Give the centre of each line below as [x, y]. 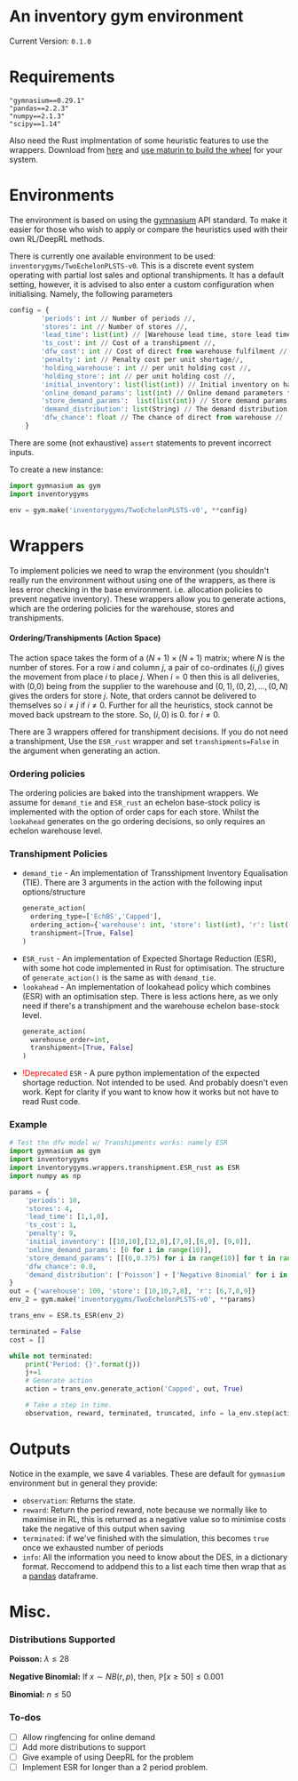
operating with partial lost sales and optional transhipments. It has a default [147, 275]
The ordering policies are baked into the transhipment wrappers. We [134, 793]
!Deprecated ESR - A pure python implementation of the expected [141, 1073]
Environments [62, 195]
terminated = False [45, 1331]
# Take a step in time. [69, 1405]
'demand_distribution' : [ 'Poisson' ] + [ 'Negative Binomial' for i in [157, 1275]
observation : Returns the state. [78, 1500]
